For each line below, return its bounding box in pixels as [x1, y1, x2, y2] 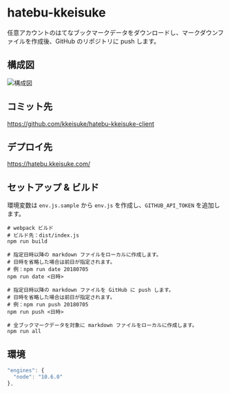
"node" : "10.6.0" [13, 373, 63, 380]
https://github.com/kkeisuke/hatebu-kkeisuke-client [7, 119, 155, 128]
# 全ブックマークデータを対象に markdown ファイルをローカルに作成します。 [7, 322, 198, 329]
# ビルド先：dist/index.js [7, 232, 79, 239]
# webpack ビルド [7, 225, 54, 232]
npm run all [7, 328, 41, 335]
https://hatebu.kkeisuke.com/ [7, 160, 91, 168]
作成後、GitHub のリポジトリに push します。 [30, 36, 160, 45]
